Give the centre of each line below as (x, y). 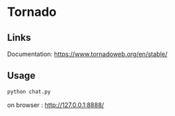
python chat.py (29, 91)
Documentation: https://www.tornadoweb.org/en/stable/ (87, 54)
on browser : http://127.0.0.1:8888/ (56, 105)
